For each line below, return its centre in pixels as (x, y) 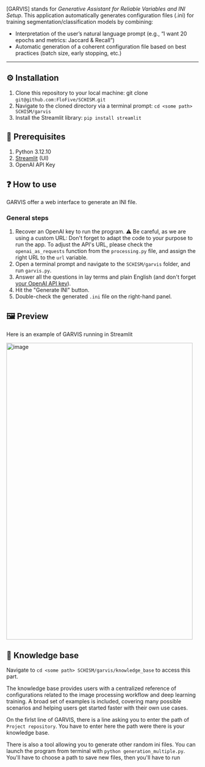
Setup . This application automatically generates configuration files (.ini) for (100, 15)
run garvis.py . (33, 270)
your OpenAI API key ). (43, 283)
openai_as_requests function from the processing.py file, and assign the (106, 251)
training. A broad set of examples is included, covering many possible (94, 702)
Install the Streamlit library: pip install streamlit (78, 117)
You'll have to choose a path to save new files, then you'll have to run (93, 758)
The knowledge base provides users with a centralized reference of (92, 688)
